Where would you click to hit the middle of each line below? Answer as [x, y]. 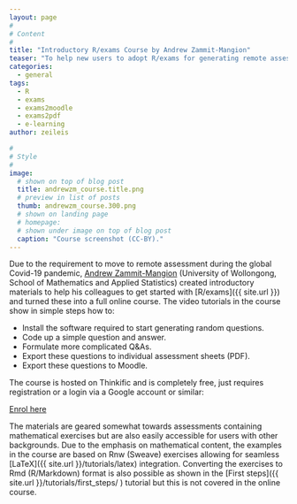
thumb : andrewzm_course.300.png [77, 206]
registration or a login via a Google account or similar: [107, 392]
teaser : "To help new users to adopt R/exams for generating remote [138, 58]
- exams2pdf [39, 116]
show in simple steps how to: [62, 311]
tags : [19, 83]
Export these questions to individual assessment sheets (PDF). [136, 356]
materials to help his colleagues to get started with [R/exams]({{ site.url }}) [145, 292]
